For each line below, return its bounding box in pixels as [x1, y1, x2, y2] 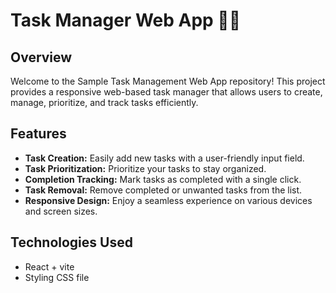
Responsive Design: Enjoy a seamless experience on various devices [24, 194, 313, 206]
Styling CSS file [24, 271, 90, 283]
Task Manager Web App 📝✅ [10, 9, 242, 32]
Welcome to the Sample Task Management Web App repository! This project [10, 75, 326, 87]
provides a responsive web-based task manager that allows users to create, [10, 86, 323, 98]
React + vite [24, 260, 75, 273]
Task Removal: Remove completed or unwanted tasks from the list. [24, 184, 303, 196]
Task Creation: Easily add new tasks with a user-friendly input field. [24, 152, 305, 164]
